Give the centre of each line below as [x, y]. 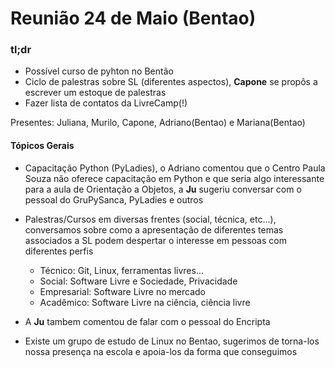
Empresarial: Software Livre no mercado [122, 291]
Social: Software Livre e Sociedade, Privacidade [138, 281]
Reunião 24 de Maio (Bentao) [133, 18]
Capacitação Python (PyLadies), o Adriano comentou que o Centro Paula [175, 168]
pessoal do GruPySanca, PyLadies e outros [114, 199]
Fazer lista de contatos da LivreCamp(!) [106, 103]
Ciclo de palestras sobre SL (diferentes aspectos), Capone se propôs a [171, 82]
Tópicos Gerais [42, 146]
